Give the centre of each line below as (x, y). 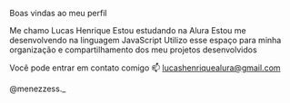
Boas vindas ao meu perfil (58, 13)
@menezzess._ (38, 89)
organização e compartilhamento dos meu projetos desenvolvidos (133, 50)
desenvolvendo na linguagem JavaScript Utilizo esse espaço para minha (145, 40)
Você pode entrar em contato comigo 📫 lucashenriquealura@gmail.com (145, 68)
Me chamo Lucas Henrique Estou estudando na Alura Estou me (128, 30)
